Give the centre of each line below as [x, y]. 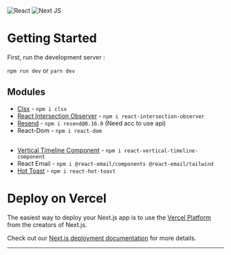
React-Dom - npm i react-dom [59, 130]
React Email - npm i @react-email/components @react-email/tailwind [115, 164]
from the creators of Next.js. [47, 225]
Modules [26, 92]
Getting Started [52, 38]
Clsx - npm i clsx [42, 108]
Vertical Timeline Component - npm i [69, 150]
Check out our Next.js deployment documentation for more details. [102, 238]
